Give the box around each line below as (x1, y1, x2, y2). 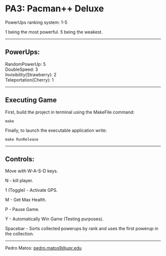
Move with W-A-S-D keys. (5, 168, 58, 174)
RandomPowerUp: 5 (5, 61, 46, 67)
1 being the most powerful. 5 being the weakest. (5, 29, 103, 35)
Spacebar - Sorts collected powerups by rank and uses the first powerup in (5, 226, 159, 232)
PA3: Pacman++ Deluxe (5, 3, 104, 14)
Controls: (5, 154, 35, 163)
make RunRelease (5, 137, 39, 142)
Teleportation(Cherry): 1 (5, 77, 54, 83)
